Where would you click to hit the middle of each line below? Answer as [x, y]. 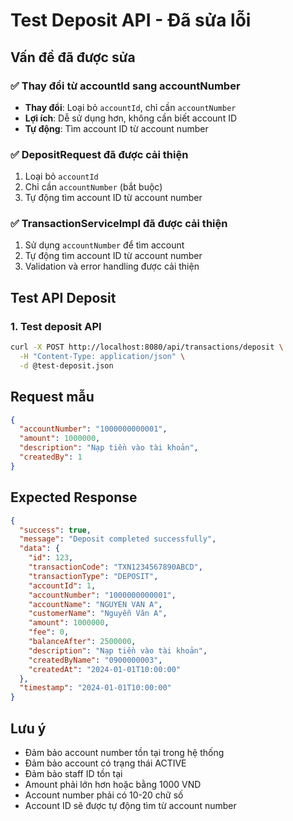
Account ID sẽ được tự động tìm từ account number [130, 805]
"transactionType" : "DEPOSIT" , [93, 576]
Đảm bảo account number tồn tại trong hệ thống [124, 752]
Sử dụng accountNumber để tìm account [104, 245]
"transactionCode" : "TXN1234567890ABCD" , [115, 567]
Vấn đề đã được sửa [73, 57]
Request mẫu [52, 397]
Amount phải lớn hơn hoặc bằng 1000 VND [113, 784]
